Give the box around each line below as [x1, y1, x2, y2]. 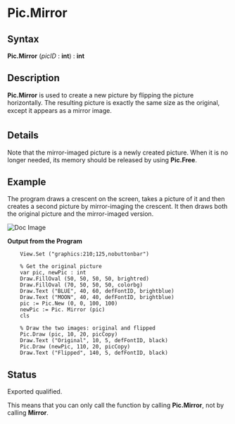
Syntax [7, 33, 39, 45]
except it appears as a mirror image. [7, 106, 113, 114]
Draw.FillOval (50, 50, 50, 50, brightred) [20, 275, 150, 283]
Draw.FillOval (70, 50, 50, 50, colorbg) [20, 281, 143, 289]
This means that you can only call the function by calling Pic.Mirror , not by [7, 401, 224, 410]
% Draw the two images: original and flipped [20, 325, 156, 332]
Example [7, 176, 46, 188]
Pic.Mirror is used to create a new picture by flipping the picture [7, 90, 194, 99]
